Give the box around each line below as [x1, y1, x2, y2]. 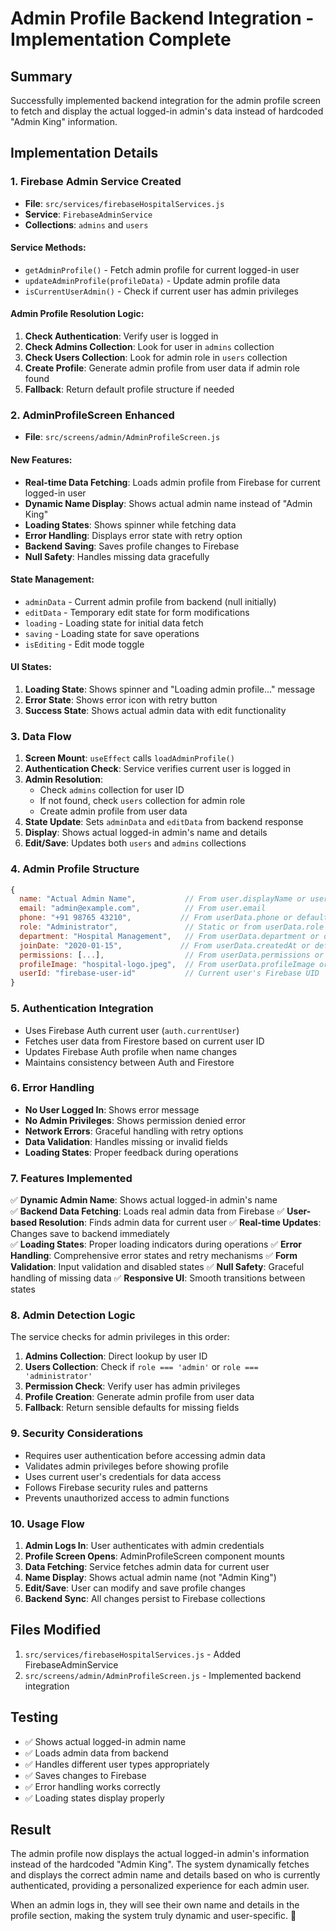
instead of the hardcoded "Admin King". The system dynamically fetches [10, 1858, 310, 1871]
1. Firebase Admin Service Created [10, 175, 182, 189]
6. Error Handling [10, 1081, 95, 1095]
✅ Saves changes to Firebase [24, 1769, 147, 1781]
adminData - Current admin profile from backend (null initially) [24, 595, 277, 607]
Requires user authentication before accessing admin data [24, 1449, 266, 1461]
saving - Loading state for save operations [24, 627, 200, 639]
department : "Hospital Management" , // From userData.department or [19, 931, 320, 941]
